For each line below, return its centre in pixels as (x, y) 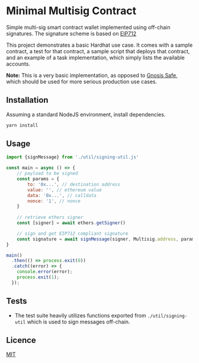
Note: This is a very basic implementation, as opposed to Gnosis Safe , (92, 75)
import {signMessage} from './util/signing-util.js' (73, 157)
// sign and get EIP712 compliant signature (73, 234)
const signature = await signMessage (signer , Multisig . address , (98, 239)
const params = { (38, 179)
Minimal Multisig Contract (71, 11)
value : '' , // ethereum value (65, 190)
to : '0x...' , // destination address (74, 184)
